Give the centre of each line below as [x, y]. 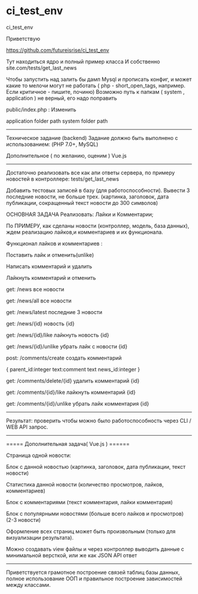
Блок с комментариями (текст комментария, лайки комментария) [90, 502]
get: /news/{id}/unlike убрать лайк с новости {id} [67, 346]
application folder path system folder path [57, 121]
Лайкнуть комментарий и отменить [51, 278]
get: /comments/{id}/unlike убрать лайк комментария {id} [77, 403]
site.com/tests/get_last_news [42, 68]
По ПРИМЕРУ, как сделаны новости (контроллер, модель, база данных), [98, 226]
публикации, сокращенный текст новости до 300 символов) [82, 203]
